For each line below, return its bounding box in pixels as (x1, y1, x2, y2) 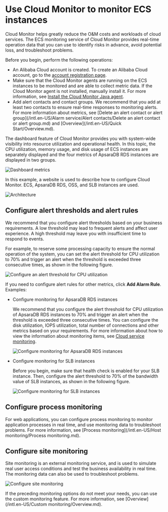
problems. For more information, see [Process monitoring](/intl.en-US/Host (5, 427, 161, 433)
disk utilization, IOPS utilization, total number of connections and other (12, 322, 159, 328)
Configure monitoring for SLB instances (12, 357, 95, 364)
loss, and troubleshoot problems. (5, 47, 74, 53)
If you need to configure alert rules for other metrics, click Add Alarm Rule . (5, 281, 161, 287)
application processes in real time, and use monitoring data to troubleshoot (5, 422, 161, 428)
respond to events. (5, 236, 44, 242)
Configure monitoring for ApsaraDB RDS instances (12, 296, 118, 302)
